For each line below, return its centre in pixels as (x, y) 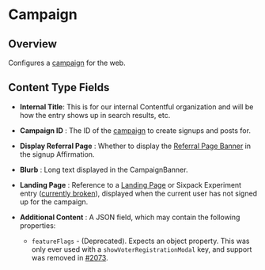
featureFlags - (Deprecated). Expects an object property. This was (140, 241)
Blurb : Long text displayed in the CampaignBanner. (104, 169)
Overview (33, 44)
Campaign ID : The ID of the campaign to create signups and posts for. (135, 130)
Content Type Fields (59, 87)
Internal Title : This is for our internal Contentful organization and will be (136, 106)
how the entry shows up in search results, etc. (95, 115)
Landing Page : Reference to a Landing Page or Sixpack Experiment (131, 184)
